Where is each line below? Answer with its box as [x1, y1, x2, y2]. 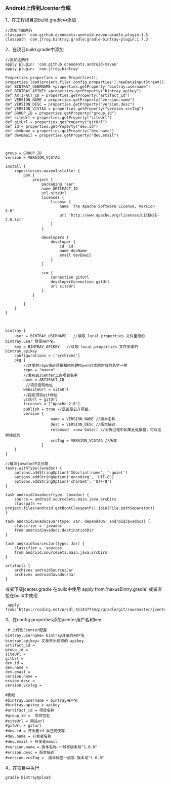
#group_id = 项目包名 [5, 713, 50, 719]
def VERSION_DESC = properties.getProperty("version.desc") [5, 102, 135, 107]
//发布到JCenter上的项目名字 [23, 373, 78, 378]
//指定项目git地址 [23, 393, 58, 398]
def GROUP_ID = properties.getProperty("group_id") [5, 111, 116, 116]
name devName [59, 248, 87, 254]
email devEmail [59, 253, 92, 258]
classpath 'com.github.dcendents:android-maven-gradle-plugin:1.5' [5, 32, 151, 38]
